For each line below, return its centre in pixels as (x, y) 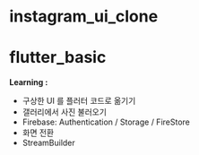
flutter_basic (58, 58)
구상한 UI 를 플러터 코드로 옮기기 (79, 101)
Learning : (29, 82)
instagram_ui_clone (84, 17)
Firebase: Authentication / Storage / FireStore (106, 122)
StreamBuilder (49, 143)
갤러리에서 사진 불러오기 (65, 112)
